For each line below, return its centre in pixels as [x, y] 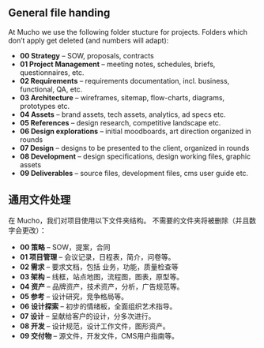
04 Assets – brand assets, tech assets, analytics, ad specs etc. [123, 114]
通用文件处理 [40, 200]
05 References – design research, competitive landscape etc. [120, 122]
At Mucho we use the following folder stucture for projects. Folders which [128, 32]
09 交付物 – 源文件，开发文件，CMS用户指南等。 [99, 335]
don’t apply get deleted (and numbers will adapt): [89, 40]
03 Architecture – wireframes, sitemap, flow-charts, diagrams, [122, 97]
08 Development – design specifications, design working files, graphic [135, 156]
